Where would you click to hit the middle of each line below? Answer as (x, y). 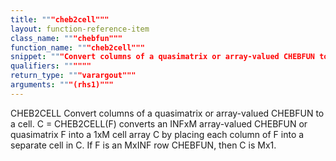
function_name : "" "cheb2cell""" (77, 47)
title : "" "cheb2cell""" (60, 19)
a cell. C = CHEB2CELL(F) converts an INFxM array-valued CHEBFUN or (159, 123)
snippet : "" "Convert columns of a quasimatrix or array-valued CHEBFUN (163, 57)
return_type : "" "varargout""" (73, 76)
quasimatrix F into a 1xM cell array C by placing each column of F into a (157, 134)
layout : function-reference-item (80, 29)
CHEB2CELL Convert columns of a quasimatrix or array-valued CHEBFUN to (167, 113)
